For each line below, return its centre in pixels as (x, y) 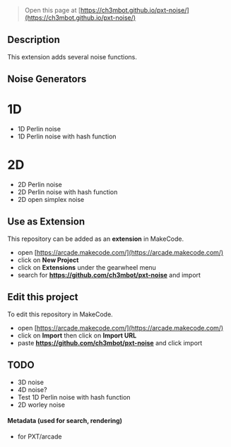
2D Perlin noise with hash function (67, 192)
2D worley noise (41, 405)
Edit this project (43, 297)
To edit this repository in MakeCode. (60, 314)
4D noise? (32, 389)
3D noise (31, 382)
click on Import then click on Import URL (77, 335)
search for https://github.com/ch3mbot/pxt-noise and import (109, 275)
